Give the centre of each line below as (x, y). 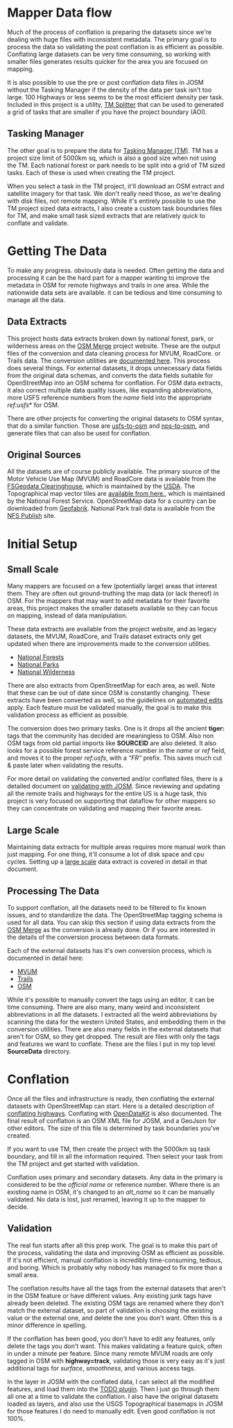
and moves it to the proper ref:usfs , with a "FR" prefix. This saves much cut (115, 758)
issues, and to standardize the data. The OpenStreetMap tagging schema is (115, 915)
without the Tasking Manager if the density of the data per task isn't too (110, 90)
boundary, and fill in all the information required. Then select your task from (115, 1156)
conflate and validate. (38, 223)
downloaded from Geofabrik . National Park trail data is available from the (111, 508)
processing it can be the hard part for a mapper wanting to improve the (109, 277)
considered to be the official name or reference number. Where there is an (114, 1184)
